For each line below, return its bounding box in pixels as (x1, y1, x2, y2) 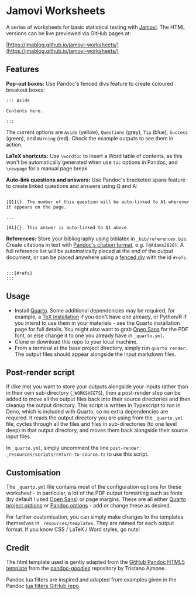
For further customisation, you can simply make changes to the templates (6, 513, 184, 520)
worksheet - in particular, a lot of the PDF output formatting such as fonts (6, 489, 183, 497)
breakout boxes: (6, 86, 45, 93)
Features (6, 65, 39, 75)
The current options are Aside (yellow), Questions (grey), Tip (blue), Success (6, 128, 188, 136)
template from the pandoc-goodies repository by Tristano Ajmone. (6, 565, 167, 572)
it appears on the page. (6, 204, 67, 210)
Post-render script (6, 367, 75, 377)
